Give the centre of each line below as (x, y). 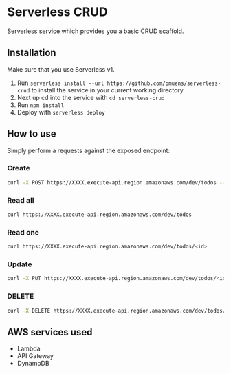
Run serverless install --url (60, 83)
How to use (32, 134)
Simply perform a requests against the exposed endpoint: (89, 150)
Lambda (29, 348)
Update (20, 264)
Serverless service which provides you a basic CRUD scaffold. (96, 31)
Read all (21, 200)
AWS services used (50, 332)
